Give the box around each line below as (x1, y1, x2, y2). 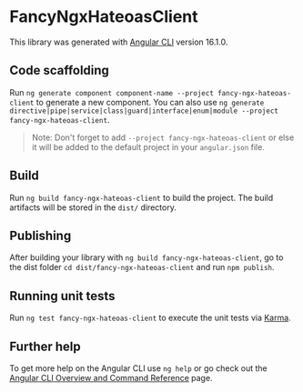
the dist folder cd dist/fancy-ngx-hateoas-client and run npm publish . (9, 262, 275, 273)
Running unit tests (9, 288, 116, 304)
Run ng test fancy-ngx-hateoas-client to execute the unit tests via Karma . (9, 312, 291, 324)
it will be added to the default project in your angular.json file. (31, 141, 266, 152)
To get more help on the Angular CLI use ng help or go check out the (9, 363, 268, 374)
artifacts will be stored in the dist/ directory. (9, 202, 177, 213)
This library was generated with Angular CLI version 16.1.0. (9, 36, 228, 47)
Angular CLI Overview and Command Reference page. (9, 373, 213, 383)
